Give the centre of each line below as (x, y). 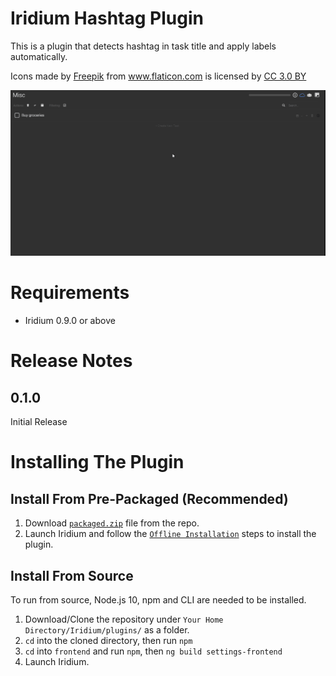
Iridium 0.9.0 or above (70, 321)
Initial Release (39, 422)
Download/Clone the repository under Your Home (124, 619)
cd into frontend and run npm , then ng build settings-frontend (153, 651)
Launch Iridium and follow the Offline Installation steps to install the (170, 534)
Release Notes (71, 361)
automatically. (39, 56)
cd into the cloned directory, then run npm (108, 640)
